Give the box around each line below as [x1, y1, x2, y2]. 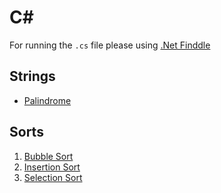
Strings [9, 68, 56, 85]
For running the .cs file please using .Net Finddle [9, 39, 211, 51]
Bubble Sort [23, 150, 74, 162]
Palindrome [23, 94, 72, 106]
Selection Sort [23, 171, 83, 183]
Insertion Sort [23, 161, 81, 173]
